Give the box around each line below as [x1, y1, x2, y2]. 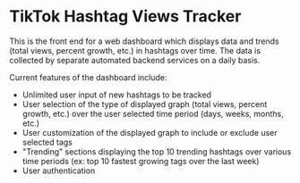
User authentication [21, 165, 96, 176]
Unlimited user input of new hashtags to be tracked [21, 89, 212, 100]
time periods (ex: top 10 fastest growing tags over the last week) [21, 155, 260, 166]
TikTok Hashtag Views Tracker [9, 6, 242, 27]
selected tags [21, 137, 73, 147]
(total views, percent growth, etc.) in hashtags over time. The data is [9, 45, 261, 55]
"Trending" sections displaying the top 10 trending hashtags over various [21, 146, 292, 157]
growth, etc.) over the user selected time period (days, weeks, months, [21, 108, 284, 119]
